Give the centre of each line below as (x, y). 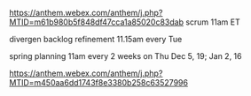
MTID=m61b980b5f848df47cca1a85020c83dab (97, 22)
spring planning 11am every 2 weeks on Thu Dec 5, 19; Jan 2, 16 (125, 56)
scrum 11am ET (213, 22)
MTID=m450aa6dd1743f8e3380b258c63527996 (99, 82)
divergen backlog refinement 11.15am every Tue (96, 39)
